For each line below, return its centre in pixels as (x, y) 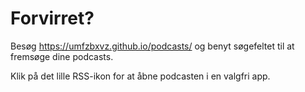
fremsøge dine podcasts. (62, 56)
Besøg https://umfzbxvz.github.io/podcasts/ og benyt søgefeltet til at (152, 46)
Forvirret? (52, 18)
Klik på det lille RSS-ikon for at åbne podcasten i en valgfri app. (140, 76)
